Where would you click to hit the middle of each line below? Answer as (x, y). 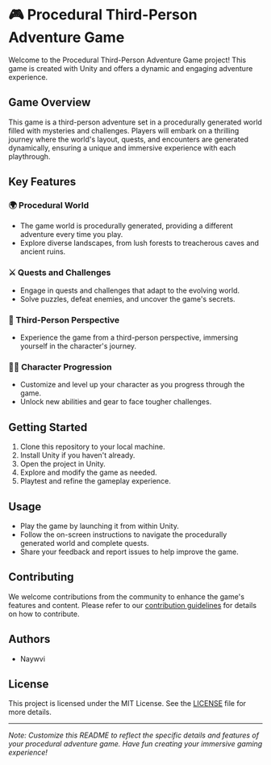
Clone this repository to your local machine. (92, 447)
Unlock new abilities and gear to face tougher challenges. (116, 402)
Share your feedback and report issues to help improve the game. (129, 552)
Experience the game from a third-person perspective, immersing (129, 338)
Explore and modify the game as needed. (88, 472)
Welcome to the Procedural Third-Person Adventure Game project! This (127, 60)
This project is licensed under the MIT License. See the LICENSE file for (127, 704)
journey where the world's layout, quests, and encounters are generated (128, 139)
